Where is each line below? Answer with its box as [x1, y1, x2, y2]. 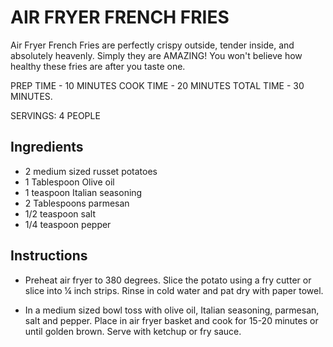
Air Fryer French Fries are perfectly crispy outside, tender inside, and [10, 39, 295, 51]
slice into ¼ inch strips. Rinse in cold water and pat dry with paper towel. [24, 284, 324, 296]
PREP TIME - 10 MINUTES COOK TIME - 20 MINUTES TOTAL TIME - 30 [10, 79, 305, 91]
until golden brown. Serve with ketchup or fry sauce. [24, 325, 242, 337]
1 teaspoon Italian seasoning [24, 186, 143, 198]
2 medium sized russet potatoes [24, 165, 158, 177]
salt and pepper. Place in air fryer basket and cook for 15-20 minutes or [24, 314, 319, 326]
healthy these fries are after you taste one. [10, 60, 186, 72]
